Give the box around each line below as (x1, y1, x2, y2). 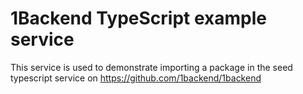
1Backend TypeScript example (10, 7, 267, 30)
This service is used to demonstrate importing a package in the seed (10, 61, 293, 73)
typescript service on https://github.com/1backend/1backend (10, 72, 262, 84)
